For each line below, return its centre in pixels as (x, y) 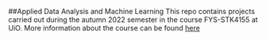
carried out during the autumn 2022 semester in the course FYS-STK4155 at (133, 20)
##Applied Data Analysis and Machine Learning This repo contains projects (132, 11)
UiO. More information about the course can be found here (104, 28)
